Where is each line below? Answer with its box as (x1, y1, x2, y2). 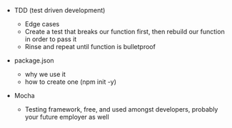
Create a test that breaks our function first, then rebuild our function (24, 28, 225, 36)
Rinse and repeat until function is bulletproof (24, 43, 156, 50)
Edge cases (24, 20, 60, 28)
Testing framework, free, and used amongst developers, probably (24, 105, 218, 113)
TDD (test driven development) (14, 6, 106, 14)
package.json (14, 56, 55, 65)
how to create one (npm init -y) (24, 78, 116, 86)
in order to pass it (24, 35, 77, 43)
